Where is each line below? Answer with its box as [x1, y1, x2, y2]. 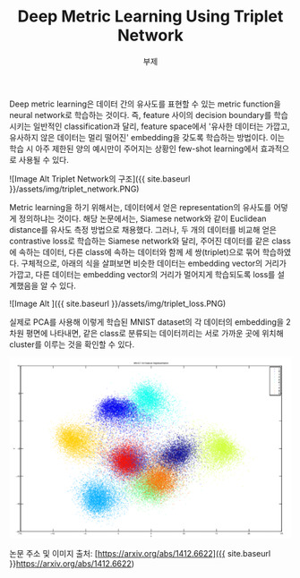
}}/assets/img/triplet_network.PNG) [9, 183, 140, 194]
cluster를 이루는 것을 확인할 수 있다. [9, 338, 135, 350]
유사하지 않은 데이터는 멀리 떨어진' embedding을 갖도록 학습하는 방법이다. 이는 [9, 132, 285, 142]
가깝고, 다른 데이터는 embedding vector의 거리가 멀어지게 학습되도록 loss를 [9, 268, 276, 279]
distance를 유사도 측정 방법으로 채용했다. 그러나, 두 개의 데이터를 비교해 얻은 [9, 224, 278, 234]
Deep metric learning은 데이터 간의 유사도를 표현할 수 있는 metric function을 [9, 98, 281, 109]
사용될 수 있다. [18, 154, 70, 165]
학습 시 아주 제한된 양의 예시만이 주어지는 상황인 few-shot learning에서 [9, 143, 259, 154]
